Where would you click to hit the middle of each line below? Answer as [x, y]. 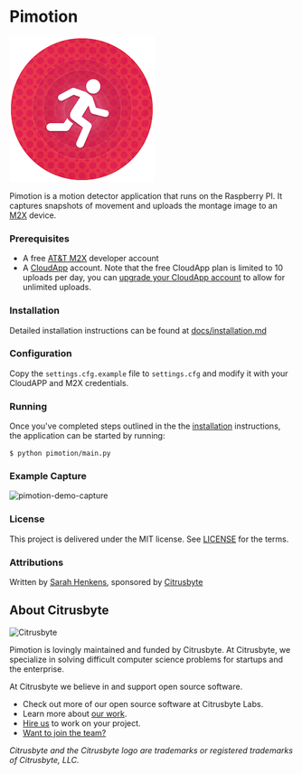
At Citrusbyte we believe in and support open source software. [126, 686]
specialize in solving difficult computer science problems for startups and [146, 659]
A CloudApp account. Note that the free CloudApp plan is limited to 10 [152, 268]
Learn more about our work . [75, 713]
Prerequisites [39, 239]
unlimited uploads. [57, 288]
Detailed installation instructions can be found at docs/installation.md [138, 330]
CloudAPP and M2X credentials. [69, 382]
